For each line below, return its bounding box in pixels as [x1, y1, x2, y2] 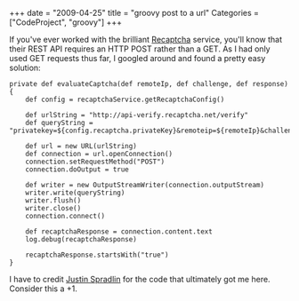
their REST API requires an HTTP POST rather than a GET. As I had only [9, 44, 271, 54]
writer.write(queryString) [25, 188, 125, 197]
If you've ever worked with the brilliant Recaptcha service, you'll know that [9, 35, 283, 44]
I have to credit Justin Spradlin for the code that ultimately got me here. [9, 274, 271, 284]
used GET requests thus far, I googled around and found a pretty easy [9, 53, 266, 63]
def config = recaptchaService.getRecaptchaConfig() [25, 95, 225, 104]
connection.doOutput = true [25, 165, 129, 174]
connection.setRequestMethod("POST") [25, 157, 166, 166]
